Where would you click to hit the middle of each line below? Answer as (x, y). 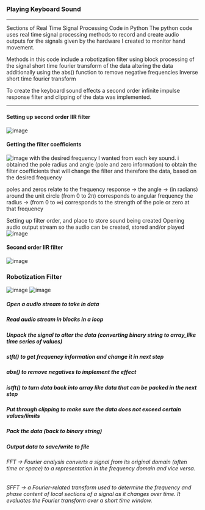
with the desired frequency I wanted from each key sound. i (104, 158)
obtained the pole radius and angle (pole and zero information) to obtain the (102, 164)
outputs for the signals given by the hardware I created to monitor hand (96, 41)
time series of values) (34, 341)
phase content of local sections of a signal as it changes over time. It (94, 494)
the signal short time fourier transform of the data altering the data (90, 66)
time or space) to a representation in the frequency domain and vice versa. (101, 469)
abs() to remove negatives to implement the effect (71, 372)
